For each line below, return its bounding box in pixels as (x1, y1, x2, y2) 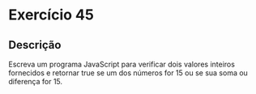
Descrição (8, 38, 62, 52)
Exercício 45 (8, 6, 95, 24)
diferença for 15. (8, 77, 63, 86)
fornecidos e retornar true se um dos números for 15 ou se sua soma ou (8, 68, 249, 78)
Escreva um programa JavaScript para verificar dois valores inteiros (8, 59, 235, 69)
